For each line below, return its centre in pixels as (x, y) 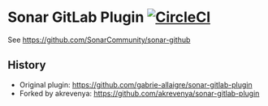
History (27, 65)
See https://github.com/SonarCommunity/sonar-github (99, 40)
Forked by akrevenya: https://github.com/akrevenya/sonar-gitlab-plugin (139, 93)
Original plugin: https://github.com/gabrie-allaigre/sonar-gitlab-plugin (136, 84)
